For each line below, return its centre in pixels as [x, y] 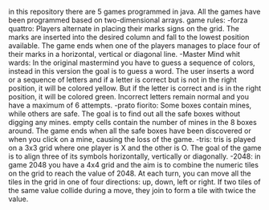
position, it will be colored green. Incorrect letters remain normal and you [128, 97]
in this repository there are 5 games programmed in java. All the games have [134, 12]
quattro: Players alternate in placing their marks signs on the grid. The [124, 28]
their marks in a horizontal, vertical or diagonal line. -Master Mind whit [124, 54]
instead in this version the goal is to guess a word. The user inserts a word [131, 71]
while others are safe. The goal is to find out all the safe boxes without [124, 114]
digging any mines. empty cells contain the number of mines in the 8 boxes [132, 122]
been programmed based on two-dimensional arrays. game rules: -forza [128, 20]
